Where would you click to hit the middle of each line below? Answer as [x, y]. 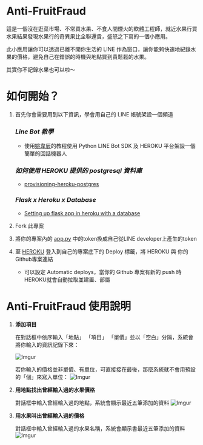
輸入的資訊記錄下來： [52, 344]
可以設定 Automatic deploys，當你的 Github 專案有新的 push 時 [103, 272]
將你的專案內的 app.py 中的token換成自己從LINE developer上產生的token [106, 238]
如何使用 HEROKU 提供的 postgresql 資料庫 [78, 171]
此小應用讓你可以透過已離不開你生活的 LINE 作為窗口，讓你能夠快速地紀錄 [98, 49]
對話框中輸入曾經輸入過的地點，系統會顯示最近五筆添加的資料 [92, 403]
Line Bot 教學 [34, 132]
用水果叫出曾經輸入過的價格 [50, 415]
